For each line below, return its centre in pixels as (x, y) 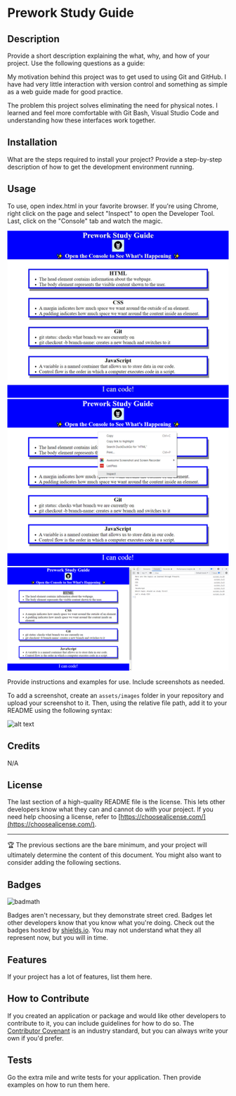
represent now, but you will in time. (58, 938)
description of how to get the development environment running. (101, 167)
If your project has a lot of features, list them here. (80, 977)
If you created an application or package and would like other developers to (117, 1016)
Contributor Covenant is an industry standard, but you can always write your (118, 1031)
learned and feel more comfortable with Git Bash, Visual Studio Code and (113, 113)
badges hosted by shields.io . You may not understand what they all (104, 930)
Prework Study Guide (71, 13)
